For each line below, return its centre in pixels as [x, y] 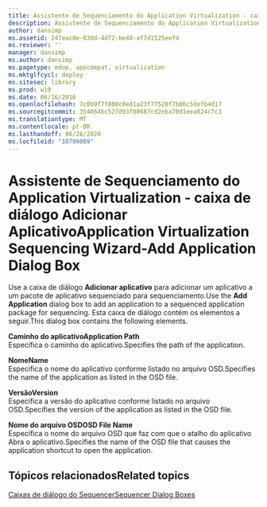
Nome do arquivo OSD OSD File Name [71, 425]
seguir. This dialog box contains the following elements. [98, 321]
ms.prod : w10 [30, 90]
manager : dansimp [37, 53]
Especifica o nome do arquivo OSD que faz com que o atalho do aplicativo [130, 434]
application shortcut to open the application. [81, 450]
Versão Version [33, 393]
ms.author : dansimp [41, 60]
